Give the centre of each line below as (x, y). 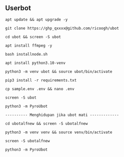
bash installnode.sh (27, 54)
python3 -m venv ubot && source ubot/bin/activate (59, 71)
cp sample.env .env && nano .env (40, 89)
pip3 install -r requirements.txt (41, 80)
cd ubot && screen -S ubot (33, 37)
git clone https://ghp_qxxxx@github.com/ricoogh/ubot (62, 28)
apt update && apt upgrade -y (37, 19)
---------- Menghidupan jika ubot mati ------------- (62, 115)
